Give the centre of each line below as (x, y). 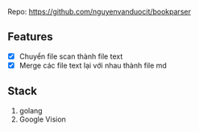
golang (31, 110)
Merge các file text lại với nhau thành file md (93, 65)
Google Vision (42, 119)
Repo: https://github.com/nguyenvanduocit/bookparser (99, 12)
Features (30, 37)
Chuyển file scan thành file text (71, 56)
